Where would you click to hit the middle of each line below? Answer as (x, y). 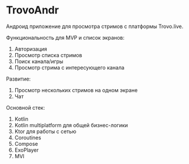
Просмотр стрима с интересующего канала (69, 67)
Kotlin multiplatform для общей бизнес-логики (71, 125)
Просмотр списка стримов (48, 55)
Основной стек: (26, 107)
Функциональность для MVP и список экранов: (65, 37)
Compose (26, 144)
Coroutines (28, 137)
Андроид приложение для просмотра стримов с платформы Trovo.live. (95, 26)
